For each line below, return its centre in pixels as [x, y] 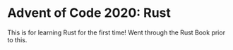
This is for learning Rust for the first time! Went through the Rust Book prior [116, 32]
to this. [17, 39]
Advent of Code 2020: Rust [89, 13]
